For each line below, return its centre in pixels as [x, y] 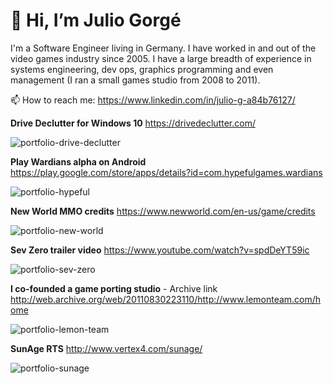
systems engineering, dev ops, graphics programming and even [142, 69]
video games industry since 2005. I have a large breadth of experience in [161, 58]
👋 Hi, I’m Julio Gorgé [96, 20]
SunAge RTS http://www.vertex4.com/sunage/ [106, 348]
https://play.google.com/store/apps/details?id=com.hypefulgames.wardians [166, 172]
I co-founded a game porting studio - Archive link [114, 288]
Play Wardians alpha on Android [78, 161]
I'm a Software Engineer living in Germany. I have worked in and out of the [163, 48]
